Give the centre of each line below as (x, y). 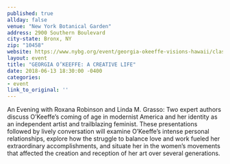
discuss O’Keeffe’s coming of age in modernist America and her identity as (112, 117)
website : (20, 52)
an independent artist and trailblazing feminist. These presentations (102, 124)
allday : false (27, 20)
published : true (30, 13)
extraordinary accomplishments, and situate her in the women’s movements (114, 146)
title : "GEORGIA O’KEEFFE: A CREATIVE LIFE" (72, 65)
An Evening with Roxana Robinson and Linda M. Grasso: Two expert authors (114, 110)
